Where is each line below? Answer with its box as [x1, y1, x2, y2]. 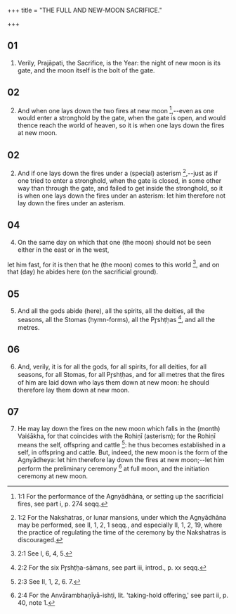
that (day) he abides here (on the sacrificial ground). [7, 267, 159, 276]
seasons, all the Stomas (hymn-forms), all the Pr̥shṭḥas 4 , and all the [17, 314, 216, 324]
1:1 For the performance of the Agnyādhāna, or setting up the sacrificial [17, 492, 223, 500]
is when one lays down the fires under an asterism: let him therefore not [17, 191, 226, 200]
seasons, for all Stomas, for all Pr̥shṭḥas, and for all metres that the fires [17, 370, 225, 378]
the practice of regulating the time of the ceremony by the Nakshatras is [17, 527, 227, 537]
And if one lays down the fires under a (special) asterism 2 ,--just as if [17, 168, 218, 177]
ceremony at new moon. [17, 471, 88, 480]
